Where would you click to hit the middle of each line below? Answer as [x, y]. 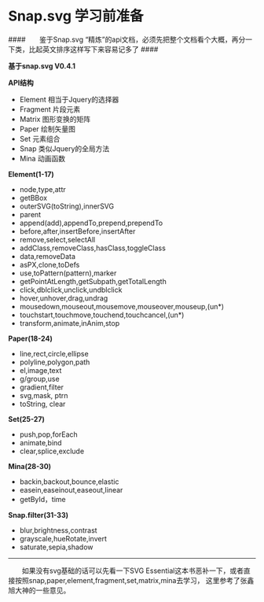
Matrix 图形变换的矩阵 [55, 119]
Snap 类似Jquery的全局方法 [64, 148]
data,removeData [48, 256]
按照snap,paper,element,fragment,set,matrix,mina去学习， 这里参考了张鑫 [134, 580]
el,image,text [40, 370]
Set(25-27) [26, 419]
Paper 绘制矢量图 [48, 129]
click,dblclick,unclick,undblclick [71, 290]
